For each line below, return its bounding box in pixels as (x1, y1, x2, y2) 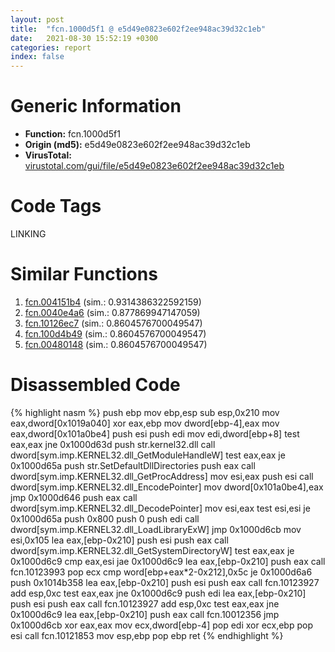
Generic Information (10, 95, 182, 118)
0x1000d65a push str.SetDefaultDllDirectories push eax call (10, 459, 256, 471)
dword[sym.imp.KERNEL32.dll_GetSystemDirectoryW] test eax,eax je (10, 544, 295, 556)
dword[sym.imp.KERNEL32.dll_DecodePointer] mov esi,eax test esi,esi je (10, 502, 311, 514)
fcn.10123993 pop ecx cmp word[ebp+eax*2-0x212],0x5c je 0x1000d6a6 (10, 566, 313, 578)
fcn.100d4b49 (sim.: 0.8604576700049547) (24, 327, 207, 340)
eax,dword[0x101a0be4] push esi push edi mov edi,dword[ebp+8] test (10, 427, 300, 440)
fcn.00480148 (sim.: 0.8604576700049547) (24, 338, 208, 350)
